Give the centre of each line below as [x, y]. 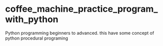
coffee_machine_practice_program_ [81, 9]
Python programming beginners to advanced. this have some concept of [80, 33]
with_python [32, 19]
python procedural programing [37, 38]
